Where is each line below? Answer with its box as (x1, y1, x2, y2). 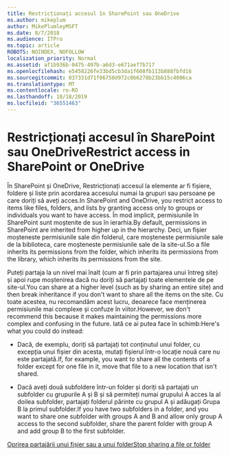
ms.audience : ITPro (7, 36, 63, 43)
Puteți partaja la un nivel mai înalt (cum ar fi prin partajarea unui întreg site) (7, 268, 218, 276)
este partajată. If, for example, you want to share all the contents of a (16, 354, 211, 363)
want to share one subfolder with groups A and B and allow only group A (16, 412, 223, 421)
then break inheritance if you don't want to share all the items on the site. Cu (7, 290, 224, 299)
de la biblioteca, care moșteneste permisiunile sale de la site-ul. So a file (7, 240, 210, 248)
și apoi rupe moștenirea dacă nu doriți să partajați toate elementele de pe (7, 275, 214, 283)
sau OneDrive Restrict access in (7, 144, 191, 160)
